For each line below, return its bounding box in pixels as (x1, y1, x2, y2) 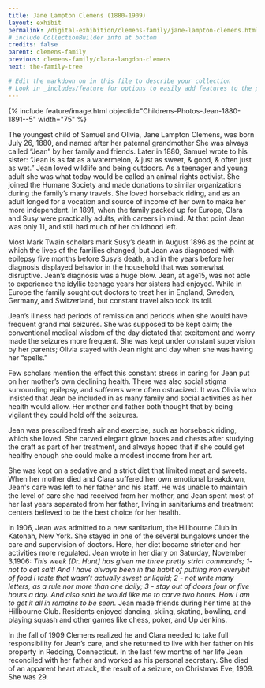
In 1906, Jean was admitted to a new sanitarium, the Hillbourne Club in (8, 523, 237, 532)
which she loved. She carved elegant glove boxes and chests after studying (8, 433, 254, 443)
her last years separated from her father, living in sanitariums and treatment (8, 499, 254, 508)
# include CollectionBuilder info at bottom (8, 33, 157, 42)
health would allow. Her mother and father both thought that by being (8, 401, 233, 411)
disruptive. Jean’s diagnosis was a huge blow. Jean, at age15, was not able (8, 270, 251, 280)
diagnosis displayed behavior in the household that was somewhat (8, 262, 225, 272)
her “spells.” (8, 352, 48, 363)
